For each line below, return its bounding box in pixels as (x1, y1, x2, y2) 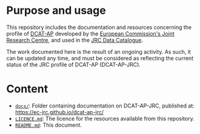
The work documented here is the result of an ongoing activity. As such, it (6, 48, 191, 55)
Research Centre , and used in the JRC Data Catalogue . (6, 36, 144, 43)
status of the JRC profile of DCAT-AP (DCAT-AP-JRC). (6, 61, 141, 68)
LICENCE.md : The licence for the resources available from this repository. (15, 115, 195, 122)
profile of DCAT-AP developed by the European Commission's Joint (6, 30, 175, 37)
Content (6, 82, 48, 96)
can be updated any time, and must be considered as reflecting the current (6, 54, 194, 62)
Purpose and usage (6, 4, 106, 18)
